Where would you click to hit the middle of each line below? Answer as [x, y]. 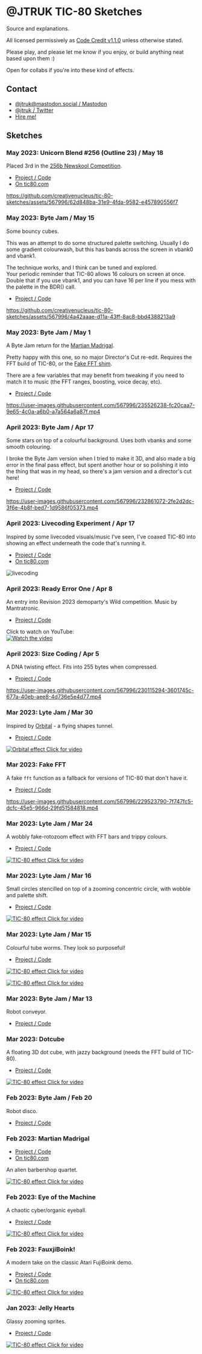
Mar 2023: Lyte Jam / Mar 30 [50, 713]
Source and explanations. [38, 28]
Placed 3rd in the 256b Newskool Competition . [64, 166]
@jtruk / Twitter [34, 110]
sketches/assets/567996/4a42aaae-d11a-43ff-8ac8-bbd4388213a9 [91, 316]
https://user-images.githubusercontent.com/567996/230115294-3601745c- [100, 690]
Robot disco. [22, 1111]
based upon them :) [31, 58]
